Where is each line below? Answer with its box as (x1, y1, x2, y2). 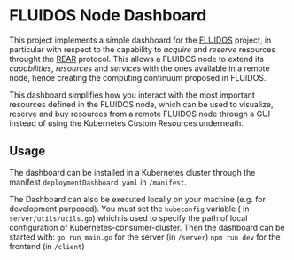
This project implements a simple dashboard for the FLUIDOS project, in (9, 35, 272, 45)
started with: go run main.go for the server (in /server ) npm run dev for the (9, 232, 281, 242)
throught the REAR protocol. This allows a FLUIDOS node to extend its (9, 53, 264, 64)
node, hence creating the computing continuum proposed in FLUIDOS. (9, 72, 267, 83)
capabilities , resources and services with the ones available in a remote (9, 63, 270, 74)
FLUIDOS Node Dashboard (9, 5, 207, 26)
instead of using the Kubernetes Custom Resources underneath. (9, 117, 244, 129)
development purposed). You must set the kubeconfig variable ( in (9, 203, 250, 214)
